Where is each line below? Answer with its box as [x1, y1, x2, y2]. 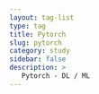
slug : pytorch [9, 38, 63, 47]
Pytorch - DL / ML [21, 72, 91, 81]
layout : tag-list [9, 13, 75, 22]
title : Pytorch [9, 30, 67, 38]
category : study [9, 47, 70, 56]
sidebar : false [9, 55, 67, 64]
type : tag [9, 21, 47, 30]
